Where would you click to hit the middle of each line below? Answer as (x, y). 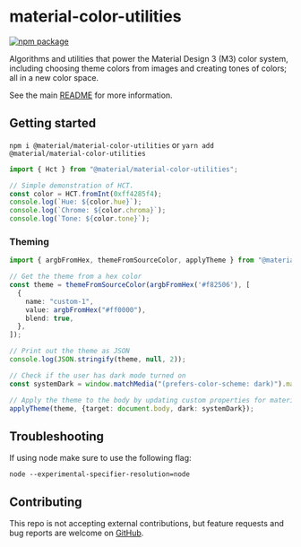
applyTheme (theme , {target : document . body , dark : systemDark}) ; (132, 408)
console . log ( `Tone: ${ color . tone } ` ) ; (80, 219)
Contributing (46, 502)
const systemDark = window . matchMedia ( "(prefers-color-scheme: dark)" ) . (148, 384)
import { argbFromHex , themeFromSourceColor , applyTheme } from (132, 260)
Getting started (53, 123)
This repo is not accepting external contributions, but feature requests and (146, 524)
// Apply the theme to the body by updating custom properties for (138, 400)
